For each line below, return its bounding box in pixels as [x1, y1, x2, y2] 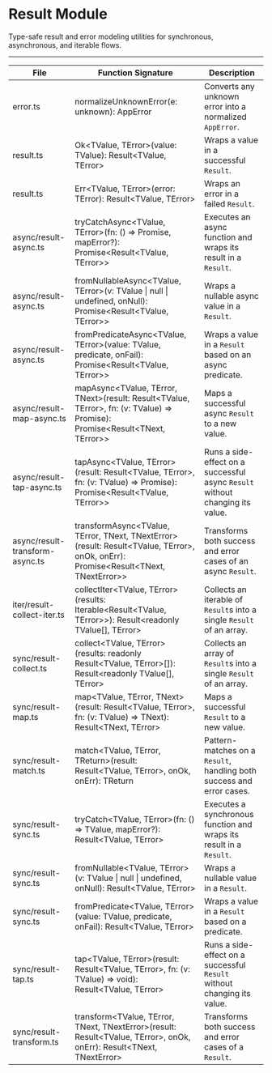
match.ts [12, 764, 46, 776]
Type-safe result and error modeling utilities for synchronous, [8, 32, 214, 41]
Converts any [203, 80, 255, 92]
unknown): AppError [74, 106, 152, 117]
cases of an [203, 556, 249, 567]
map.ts [12, 711, 39, 722]
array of [203, 647, 235, 658]
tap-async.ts [12, 481, 62, 492]
